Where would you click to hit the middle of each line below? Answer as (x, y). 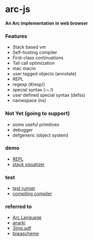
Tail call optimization (33, 63)
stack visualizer (28, 164)
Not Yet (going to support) (37, 113)
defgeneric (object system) (40, 135)
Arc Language (27, 217)
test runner (24, 188)
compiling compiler (32, 194)
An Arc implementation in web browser (47, 23)
